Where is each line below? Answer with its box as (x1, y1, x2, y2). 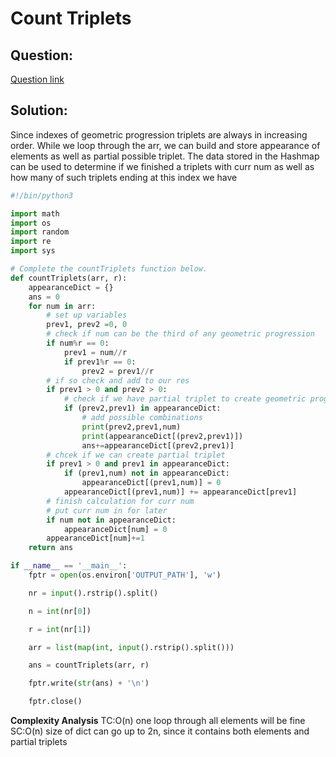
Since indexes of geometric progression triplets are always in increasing (10, 128, 308, 141)
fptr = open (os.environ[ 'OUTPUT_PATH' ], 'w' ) (28, 570, 222, 581)
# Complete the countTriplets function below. (10, 264, 208, 274)
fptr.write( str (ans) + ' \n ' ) (28, 678, 150, 689)
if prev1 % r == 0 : (63, 357, 137, 367)
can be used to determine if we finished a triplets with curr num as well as (10, 160, 315, 172)
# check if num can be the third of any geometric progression (46, 329, 315, 339)
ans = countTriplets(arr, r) (28, 660, 150, 671)
